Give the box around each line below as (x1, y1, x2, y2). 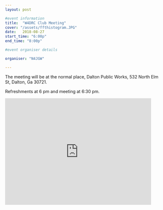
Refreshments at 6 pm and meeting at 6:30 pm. (5, 88, 100, 94)
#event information (5, 16, 45, 21)
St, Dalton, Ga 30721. (5, 79, 47, 85)
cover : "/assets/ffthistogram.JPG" (5, 25, 77, 30)
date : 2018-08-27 (5, 30, 45, 35)
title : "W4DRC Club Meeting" (5, 20, 67, 25)
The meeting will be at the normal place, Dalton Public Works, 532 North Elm (5, 74, 159, 79)
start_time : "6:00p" (5, 34, 47, 39)
